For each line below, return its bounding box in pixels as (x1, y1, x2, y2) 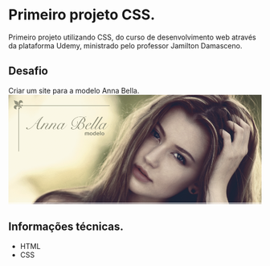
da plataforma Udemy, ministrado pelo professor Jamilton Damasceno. (8, 40, 243, 50)
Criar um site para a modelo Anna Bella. (8, 85, 140, 95)
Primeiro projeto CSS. (8, 6, 155, 24)
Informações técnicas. (8, 220, 124, 234)
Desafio (8, 64, 48, 78)
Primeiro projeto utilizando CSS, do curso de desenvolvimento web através (8, 32, 256, 42)
